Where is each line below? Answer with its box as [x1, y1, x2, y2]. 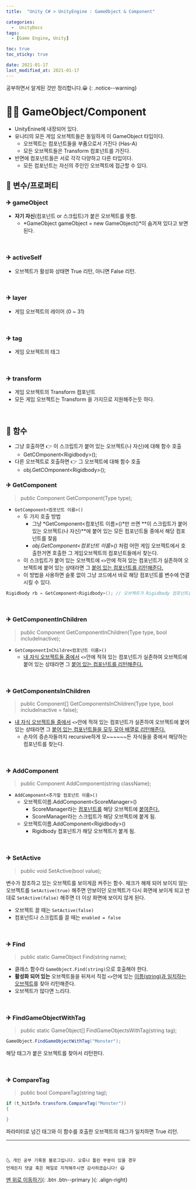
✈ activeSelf [6, 253, 42, 262]
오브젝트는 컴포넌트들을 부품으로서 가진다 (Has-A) [23, 140, 138, 147]
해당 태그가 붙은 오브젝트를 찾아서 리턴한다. [6, 1050, 104, 1057]
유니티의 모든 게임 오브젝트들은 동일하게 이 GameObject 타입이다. [14, 132, 164, 139]
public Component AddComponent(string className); [20, 780, 152, 787]
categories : [6, 19, 35, 25]
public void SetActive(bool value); [20, 867, 102, 874]
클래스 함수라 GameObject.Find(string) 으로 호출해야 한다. [14, 965, 148, 972]
